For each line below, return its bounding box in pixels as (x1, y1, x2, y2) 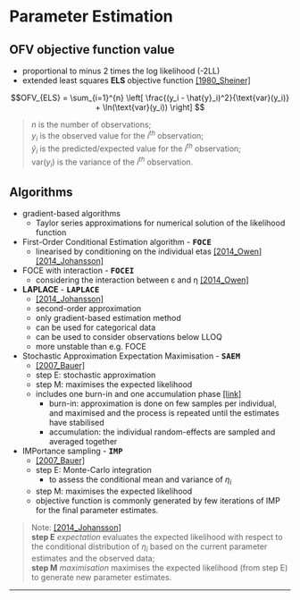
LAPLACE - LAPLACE (21, 284, 100, 295)
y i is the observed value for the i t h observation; (30, 129, 204, 143)
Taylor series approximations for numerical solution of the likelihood (35, 217, 286, 229)
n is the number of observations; (30, 119, 152, 130)
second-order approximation (35, 303, 142, 314)
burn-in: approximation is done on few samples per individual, (48, 398, 277, 409)
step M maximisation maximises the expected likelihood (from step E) (30, 562, 288, 573)
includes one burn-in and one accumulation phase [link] (35, 389, 242, 400)
